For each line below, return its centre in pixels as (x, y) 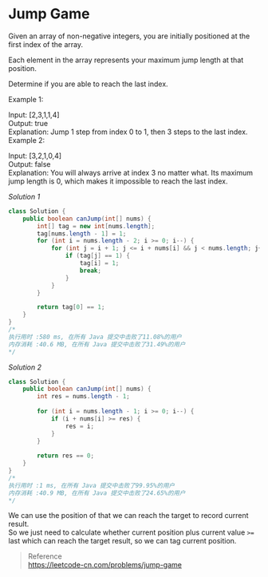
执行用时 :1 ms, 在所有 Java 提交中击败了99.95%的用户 (92, 485)
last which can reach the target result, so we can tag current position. (122, 541)
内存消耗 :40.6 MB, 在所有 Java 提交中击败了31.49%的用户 (97, 344)
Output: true (28, 123)
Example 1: (26, 99)
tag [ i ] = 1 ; (99, 263)
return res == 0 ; (65, 456)
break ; (91, 271)
